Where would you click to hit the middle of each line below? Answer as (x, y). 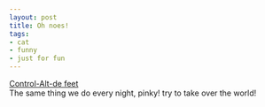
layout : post (33, 17)
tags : (19, 34)
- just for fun (37, 58)
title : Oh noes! (39, 26)
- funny (23, 50)
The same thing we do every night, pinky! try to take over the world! (133, 93)
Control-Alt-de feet (44, 84)
